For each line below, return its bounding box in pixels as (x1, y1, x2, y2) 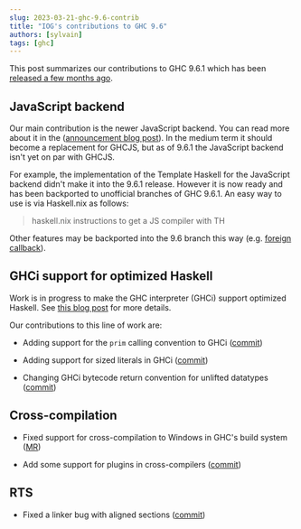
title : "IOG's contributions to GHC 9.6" (9, 22, 168, 31)
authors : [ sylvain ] (9, 30, 83, 39)
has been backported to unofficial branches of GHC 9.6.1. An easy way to (9, 189, 282, 200)
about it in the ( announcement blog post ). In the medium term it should (9, 133, 273, 144)
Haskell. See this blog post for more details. (9, 302, 172, 312)
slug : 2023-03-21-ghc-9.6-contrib (9, 13, 140, 23)
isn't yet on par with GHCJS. (9, 152, 116, 162)
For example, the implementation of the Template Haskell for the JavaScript (9, 169, 291, 181)
